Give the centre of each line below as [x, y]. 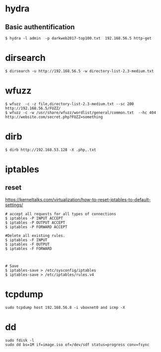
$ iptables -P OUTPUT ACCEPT [35, 223]
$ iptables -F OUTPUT [27, 244]
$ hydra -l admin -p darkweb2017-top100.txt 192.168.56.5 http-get [79, 38]
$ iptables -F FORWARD [28, 248]
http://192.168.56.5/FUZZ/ [33, 108]
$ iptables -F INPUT [27, 240]
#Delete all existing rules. [35, 235]
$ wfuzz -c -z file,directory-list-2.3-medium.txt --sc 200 [70, 104]
